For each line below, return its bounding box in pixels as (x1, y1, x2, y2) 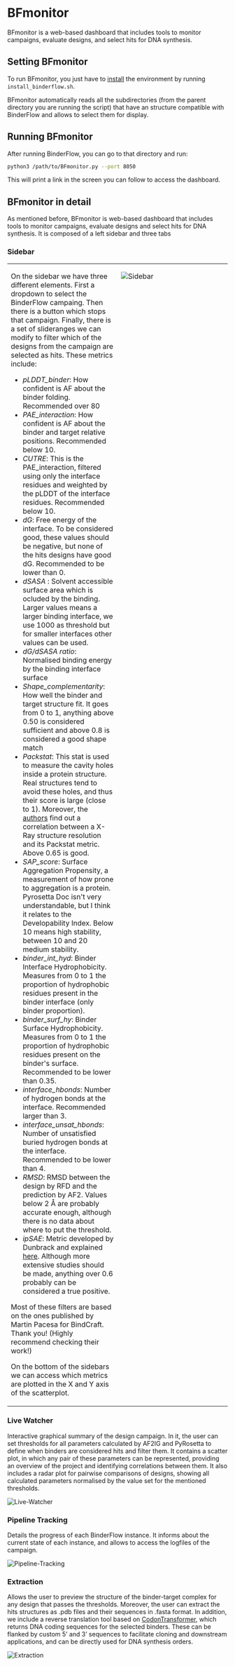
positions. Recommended (22, 436, 106, 446)
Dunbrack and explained (22, 1242, 104, 1252)
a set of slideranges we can (10, 324, 101, 334)
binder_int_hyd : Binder (22, 953, 97, 963)
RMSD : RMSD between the (22, 1172, 111, 1182)
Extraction (7, 1577, 43, 1587)
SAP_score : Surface (22, 857, 88, 867)
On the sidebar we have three (10, 271, 108, 281)
